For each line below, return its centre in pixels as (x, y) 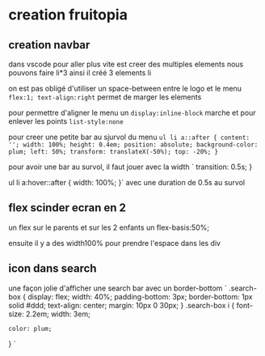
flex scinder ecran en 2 (67, 208)
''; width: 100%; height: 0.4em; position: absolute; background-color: (133, 145)
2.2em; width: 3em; (58, 314)
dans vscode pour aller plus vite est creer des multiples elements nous (126, 64)
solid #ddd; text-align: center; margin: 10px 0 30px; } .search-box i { (122, 305)
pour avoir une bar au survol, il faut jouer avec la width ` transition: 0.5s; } (130, 167)
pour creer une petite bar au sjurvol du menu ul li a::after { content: (129, 137)
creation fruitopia (68, 15)
